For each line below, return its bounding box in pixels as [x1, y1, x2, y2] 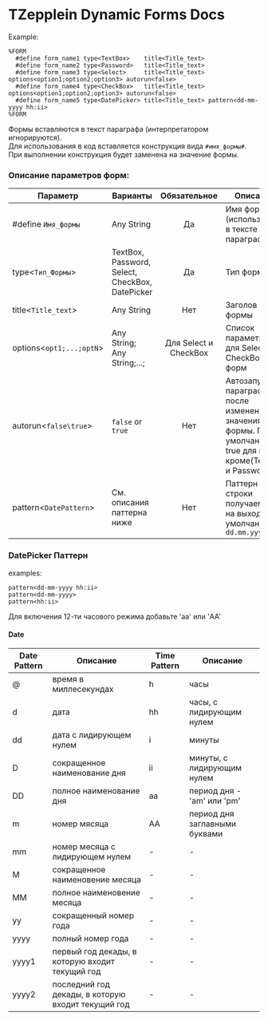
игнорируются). [8, 132, 62, 142]
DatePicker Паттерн [8, 550, 89, 561]
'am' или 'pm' [188, 795, 241, 806]
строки [225, 488, 254, 500]
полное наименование [52, 785, 140, 796]
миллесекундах [52, 683, 114, 694]
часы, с [188, 696, 218, 707]
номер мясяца [52, 818, 109, 829]
